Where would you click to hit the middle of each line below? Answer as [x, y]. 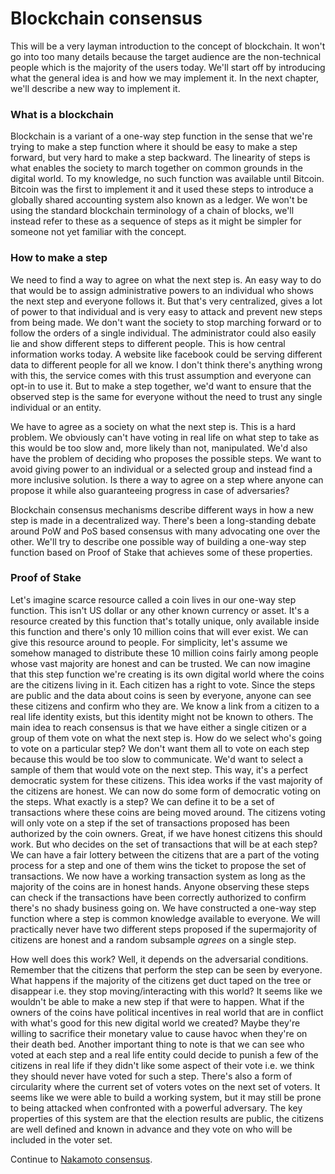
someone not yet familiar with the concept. [98, 232]
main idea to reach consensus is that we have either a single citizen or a [158, 727]
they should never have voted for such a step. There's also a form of [151, 1076]
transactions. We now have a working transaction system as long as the [158, 876]
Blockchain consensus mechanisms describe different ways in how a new [162, 509]
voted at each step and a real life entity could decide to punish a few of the [164, 1054]
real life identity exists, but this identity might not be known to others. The [162, 716]
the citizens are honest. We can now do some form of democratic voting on [166, 791]
